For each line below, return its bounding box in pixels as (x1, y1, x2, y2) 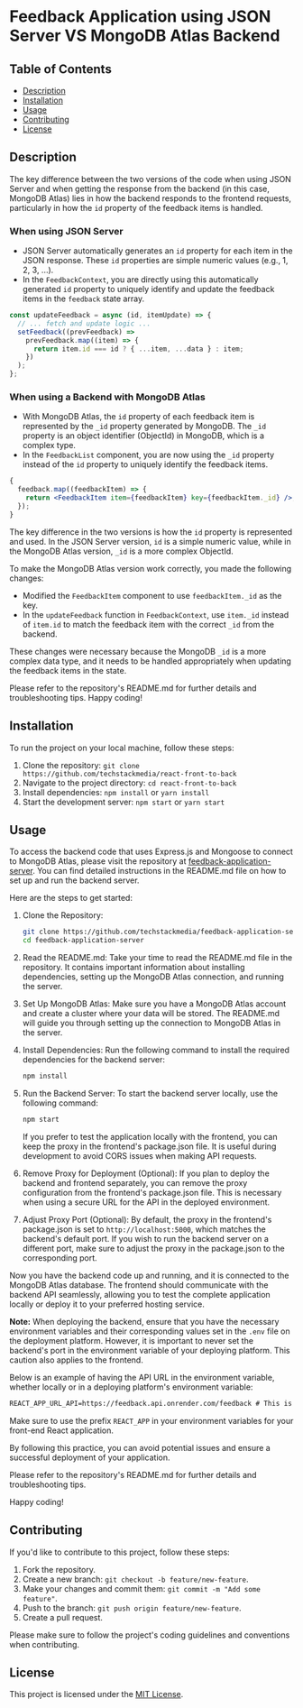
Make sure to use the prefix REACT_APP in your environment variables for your (9, 1415, 294, 1426)
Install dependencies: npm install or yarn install (22, 786, 210, 797)
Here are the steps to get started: (9, 893, 133, 904)
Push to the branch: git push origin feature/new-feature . (22, 1602, 242, 1613)
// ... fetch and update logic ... (17, 318, 151, 328)
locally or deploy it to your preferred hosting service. (9, 1299, 206, 1309)
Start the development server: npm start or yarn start (22, 796, 225, 807)
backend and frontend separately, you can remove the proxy (22, 1177, 248, 1188)
